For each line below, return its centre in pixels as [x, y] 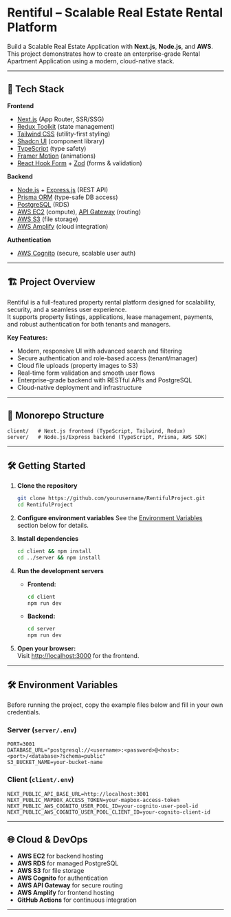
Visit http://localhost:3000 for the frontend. [78, 656]
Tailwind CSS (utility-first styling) [64, 134]
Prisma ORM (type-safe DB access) [67, 197]
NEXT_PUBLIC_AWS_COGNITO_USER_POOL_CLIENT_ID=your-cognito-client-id [109, 812]
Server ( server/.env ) [42, 730]
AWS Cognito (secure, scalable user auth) [76, 253]
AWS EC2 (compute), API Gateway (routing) [79, 212]
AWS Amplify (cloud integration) [63, 226]
